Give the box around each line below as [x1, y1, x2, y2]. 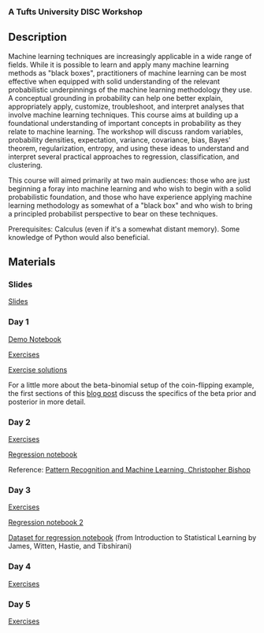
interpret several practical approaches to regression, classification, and [8, 152, 240, 161]
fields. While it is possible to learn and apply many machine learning [8, 60, 229, 69]
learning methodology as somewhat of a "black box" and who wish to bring [8, 200, 253, 210]
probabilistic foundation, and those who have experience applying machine [8, 192, 252, 202]
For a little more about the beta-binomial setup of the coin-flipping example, [8, 380, 255, 390]
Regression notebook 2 [8, 518, 84, 527]
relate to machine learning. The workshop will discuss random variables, [8, 127, 244, 136]
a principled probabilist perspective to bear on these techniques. [8, 209, 218, 218]
